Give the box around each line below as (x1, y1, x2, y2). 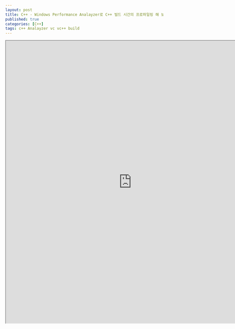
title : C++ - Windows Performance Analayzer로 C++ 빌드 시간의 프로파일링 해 (5, 12, 159, 17)
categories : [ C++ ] (5, 21, 44, 27)
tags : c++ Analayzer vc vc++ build (5, 26, 80, 31)
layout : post (5, 7, 33, 13)
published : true (5, 17, 39, 22)
